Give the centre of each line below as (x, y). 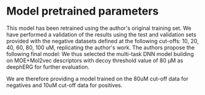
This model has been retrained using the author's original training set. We (99, 28)
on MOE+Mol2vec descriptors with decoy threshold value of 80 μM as (95, 60)
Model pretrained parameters (83, 11)
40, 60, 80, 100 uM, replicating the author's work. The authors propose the (101, 47)
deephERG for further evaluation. (48, 67)
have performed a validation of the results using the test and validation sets (102, 34)
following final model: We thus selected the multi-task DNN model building (100, 54)
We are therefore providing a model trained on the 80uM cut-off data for (97, 79)
